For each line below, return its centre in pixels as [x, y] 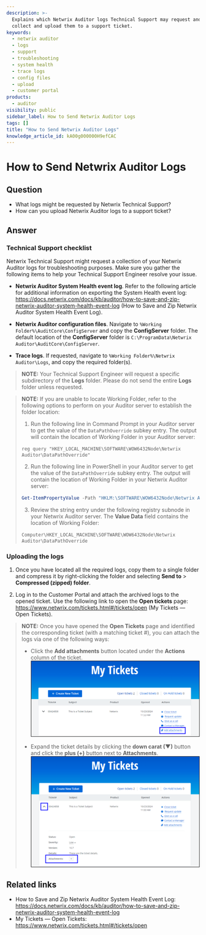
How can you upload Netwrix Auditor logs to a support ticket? [93, 211]
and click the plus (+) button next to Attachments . [94, 753]
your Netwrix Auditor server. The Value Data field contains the [109, 516]
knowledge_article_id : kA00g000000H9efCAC [61, 136]
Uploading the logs [35, 556]
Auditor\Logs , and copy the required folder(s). [74, 362]
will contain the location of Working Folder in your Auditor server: [113, 436]
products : [19, 97]
